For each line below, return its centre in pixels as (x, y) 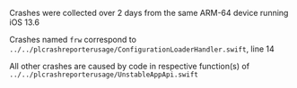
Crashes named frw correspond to (73, 40)
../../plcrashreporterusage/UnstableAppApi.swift (104, 75)
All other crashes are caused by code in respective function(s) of (129, 66)
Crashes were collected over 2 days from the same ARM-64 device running (149, 13)
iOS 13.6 (25, 22)
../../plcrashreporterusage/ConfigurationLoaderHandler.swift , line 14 (142, 49)
